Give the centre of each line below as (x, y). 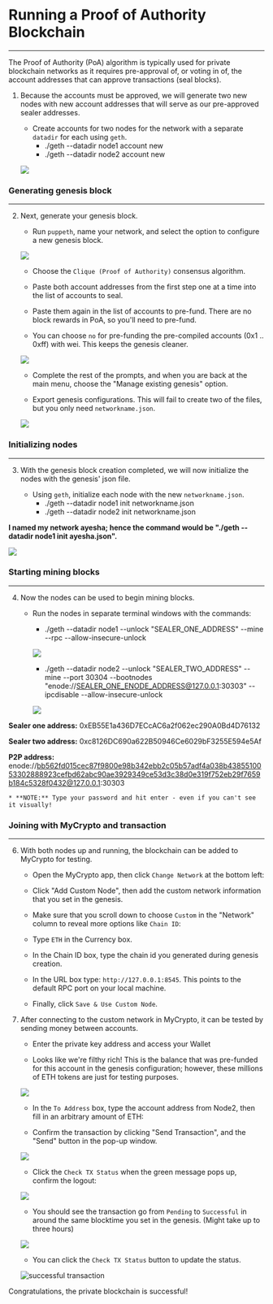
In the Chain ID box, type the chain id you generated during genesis (145, 955)
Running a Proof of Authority (107, 15)
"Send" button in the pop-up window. (95, 1141)
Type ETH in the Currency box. (82, 939)
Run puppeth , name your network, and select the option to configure (146, 232)
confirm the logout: (65, 1181)
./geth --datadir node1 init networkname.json (119, 503)
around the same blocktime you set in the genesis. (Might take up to (146, 1220)
